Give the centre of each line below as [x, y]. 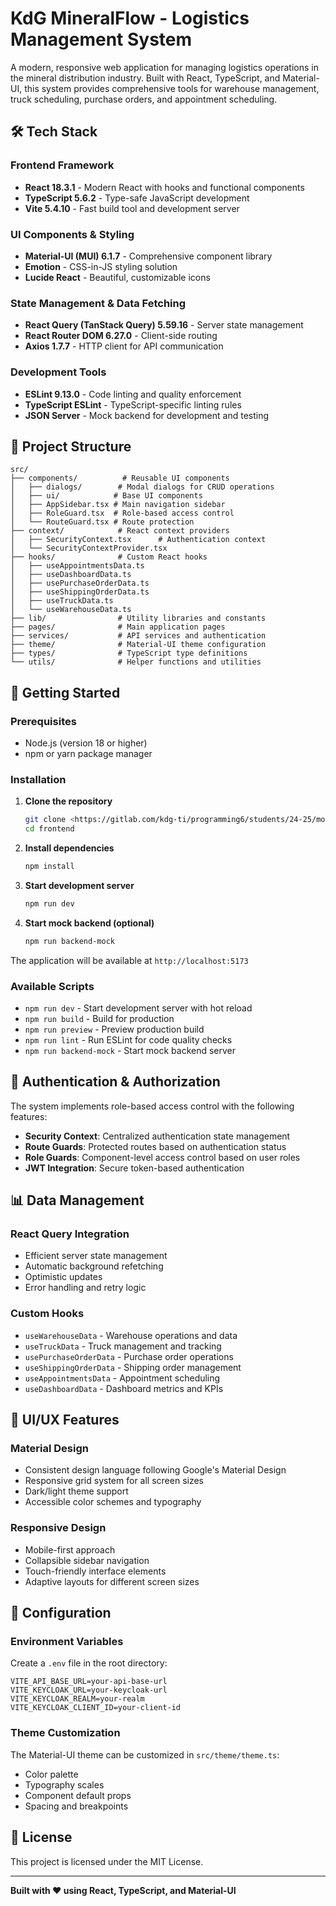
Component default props [78, 1795]
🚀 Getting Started [65, 692]
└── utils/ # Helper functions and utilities [136, 662]
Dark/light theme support [76, 1491]
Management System [101, 39]
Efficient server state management [96, 1256]
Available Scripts [52, 986]
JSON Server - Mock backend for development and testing [147, 415]
